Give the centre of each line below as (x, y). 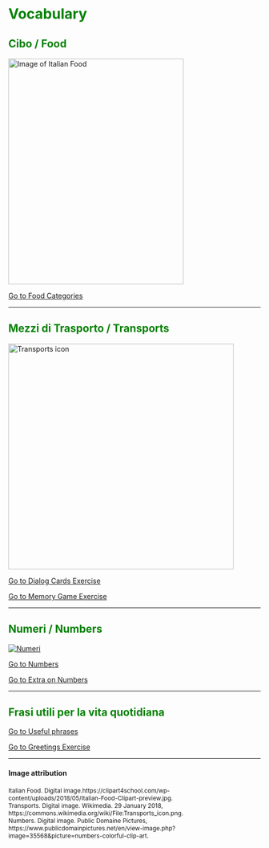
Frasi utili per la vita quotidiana (86, 713)
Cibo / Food (38, 44)
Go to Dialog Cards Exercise (55, 581)
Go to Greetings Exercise (49, 747)
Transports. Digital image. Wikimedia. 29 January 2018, (86, 805)
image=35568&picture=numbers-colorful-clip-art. (79, 836)
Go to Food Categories (46, 296)
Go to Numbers (34, 664)
